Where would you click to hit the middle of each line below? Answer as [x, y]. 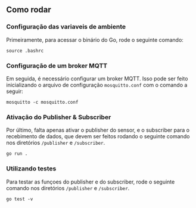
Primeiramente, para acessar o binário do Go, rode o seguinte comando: [95, 40]
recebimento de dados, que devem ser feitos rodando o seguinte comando [98, 136]
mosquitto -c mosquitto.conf [42, 102]
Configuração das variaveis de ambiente [66, 27]
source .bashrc [25, 51]
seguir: [15, 91]
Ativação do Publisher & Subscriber [59, 117]
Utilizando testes [31, 169]
